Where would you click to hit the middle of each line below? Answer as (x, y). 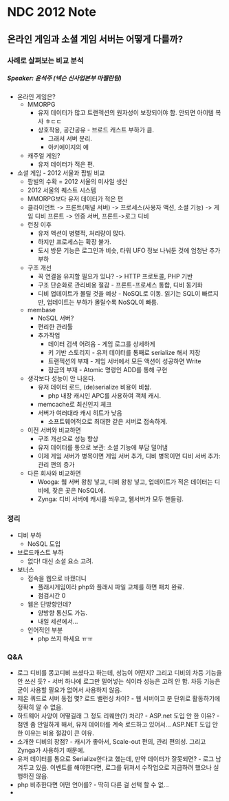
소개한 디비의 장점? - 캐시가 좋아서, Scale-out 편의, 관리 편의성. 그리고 (111, 742)
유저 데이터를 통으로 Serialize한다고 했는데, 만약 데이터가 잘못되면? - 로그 (116, 759)
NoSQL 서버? (56, 318)
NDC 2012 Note (52, 12)
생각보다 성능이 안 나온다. (62, 378)
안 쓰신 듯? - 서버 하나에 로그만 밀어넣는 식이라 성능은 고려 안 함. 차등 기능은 (119, 681)
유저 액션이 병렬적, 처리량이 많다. (81, 233)
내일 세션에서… (58, 621)
